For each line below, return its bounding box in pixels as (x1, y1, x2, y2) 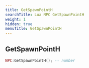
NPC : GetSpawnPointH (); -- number (5, 58, 75, 63)
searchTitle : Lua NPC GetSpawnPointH (5, 12, 84, 17)
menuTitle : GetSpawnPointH (5, 26, 62, 31)
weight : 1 (5, 17, 26, 22)
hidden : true (5, 21, 33, 27)
